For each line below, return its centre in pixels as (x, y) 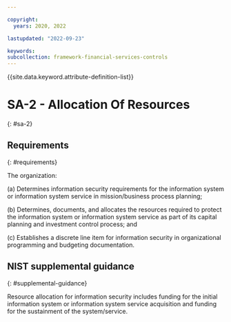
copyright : (23, 19)
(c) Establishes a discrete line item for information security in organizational (114, 237)
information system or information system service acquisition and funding (112, 303)
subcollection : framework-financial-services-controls (88, 57)
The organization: (32, 175)
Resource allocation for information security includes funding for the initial (112, 296)
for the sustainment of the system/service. (68, 311)
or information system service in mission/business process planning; (105, 196)
